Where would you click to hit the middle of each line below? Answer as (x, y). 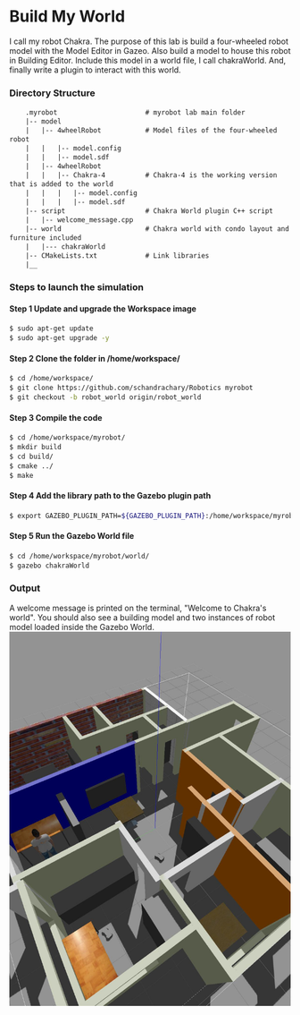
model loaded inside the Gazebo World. (82, 627)
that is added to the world (62, 184)
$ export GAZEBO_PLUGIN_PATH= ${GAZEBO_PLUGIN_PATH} (107, 516)
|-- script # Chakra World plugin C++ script (150, 211)
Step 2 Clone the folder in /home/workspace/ (95, 358)
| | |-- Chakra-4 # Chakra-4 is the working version (151, 175)
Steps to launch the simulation (77, 287)
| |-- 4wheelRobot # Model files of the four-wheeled (151, 131)
